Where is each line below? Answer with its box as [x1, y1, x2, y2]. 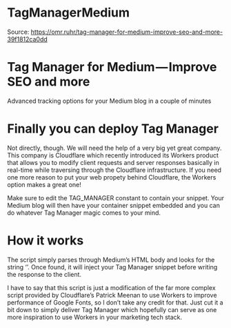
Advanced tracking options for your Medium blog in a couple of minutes [7, 97, 212, 105]
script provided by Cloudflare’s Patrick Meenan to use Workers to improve [7, 291, 217, 299]
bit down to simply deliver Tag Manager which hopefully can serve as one [7, 305, 217, 313]
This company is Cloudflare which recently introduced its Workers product [7, 151, 219, 160]
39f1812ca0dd [7, 35, 48, 43]
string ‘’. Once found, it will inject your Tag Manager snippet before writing [7, 262, 218, 271]
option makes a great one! [7, 180, 81, 189]
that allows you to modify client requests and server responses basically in [7, 158, 219, 166]
